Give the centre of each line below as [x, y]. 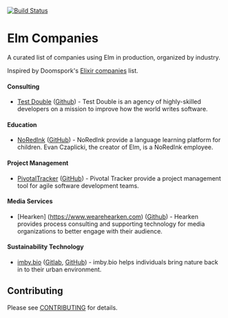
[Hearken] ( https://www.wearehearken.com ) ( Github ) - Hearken [107, 216]
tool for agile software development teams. [78, 185]
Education [22, 124]
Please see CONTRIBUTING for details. [63, 307]
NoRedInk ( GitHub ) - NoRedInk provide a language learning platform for [119, 140]
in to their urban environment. [59, 269]
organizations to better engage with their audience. [90, 231]
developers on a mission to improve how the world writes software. [112, 109]
